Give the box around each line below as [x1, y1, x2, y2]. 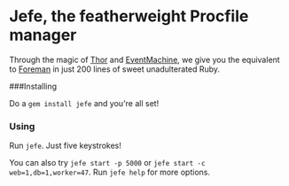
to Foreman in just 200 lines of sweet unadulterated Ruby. [9, 64, 220, 74]
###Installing [9, 81, 58, 91]
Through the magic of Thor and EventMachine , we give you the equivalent [9, 54, 281, 65]
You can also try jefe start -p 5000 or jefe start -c [9, 158, 206, 168]
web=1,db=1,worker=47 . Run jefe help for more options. [9, 167, 211, 178]
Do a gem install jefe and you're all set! [9, 97, 160, 108]
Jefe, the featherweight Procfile [9, 6, 249, 27]
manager [9, 25, 77, 45]
